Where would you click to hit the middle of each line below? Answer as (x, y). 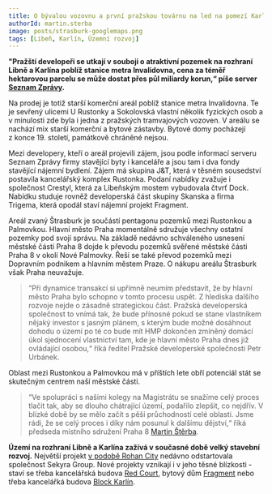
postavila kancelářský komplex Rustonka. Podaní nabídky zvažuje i (119, 179)
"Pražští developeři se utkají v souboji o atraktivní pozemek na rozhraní (131, 62)
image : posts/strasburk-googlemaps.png (76, 31)
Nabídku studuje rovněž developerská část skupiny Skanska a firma (121, 196)
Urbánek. (44, 357)
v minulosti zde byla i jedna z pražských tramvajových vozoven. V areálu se (134, 120)
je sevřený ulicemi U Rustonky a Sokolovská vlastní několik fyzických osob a (136, 112)
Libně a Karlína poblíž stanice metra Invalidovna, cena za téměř (117, 71)
